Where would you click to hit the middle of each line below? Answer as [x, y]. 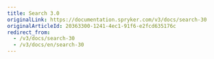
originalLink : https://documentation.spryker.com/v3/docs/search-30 [107, 20]
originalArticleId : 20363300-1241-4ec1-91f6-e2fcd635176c [92, 26]
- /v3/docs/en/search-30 [49, 45]
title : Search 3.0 [33, 13]
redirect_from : [29, 32]
